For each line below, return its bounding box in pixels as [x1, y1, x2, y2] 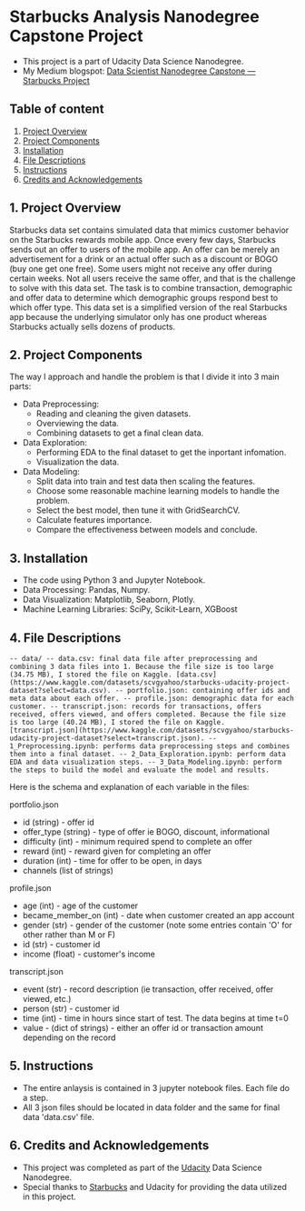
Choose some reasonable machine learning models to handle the [35, 485, 280, 496]
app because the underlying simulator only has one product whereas [9, 311, 268, 322]
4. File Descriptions [9, 630, 122, 646]
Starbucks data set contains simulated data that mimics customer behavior [9, 225, 290, 235]
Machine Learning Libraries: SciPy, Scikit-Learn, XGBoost [22, 604, 238, 615]
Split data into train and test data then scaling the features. [35, 475, 256, 487]
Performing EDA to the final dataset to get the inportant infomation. [35, 447, 287, 458]
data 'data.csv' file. [22, 1111, 95, 1122]
